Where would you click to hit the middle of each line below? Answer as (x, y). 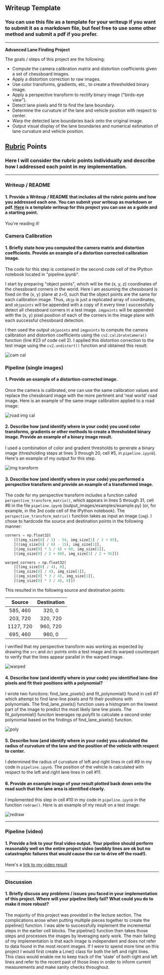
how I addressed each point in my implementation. (66, 167)
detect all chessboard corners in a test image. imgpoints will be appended (79, 310)
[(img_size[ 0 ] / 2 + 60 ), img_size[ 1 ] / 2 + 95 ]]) (66, 554)
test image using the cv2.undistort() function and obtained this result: (76, 345)
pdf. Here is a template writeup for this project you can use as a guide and (81, 207)
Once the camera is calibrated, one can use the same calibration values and (81, 390)
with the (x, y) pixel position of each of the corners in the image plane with (80, 315)
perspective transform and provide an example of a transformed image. (79, 484)
